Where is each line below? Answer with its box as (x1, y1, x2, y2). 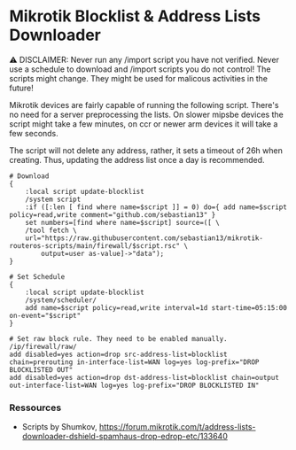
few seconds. (9, 128, 59, 138)
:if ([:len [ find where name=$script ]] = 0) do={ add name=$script (25, 202, 288, 212)
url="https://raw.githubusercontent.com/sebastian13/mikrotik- (25, 233, 264, 243)
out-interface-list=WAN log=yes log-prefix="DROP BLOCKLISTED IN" (9, 381, 260, 390)
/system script (25, 195, 82, 204)
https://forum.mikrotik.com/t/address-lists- (98, 422, 256, 432)
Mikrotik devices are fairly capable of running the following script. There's (9, 99, 279, 110)
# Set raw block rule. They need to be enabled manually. (9, 334, 228, 343)
